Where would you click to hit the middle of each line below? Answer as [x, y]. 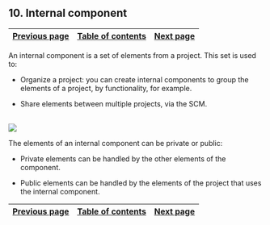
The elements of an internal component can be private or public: [116, 143]
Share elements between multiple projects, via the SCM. [114, 103]
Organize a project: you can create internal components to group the [134, 79]
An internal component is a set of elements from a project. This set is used [133, 55]
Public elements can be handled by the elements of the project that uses [141, 183]
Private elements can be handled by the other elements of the [123, 158]
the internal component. [60, 191]
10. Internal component [68, 13]
